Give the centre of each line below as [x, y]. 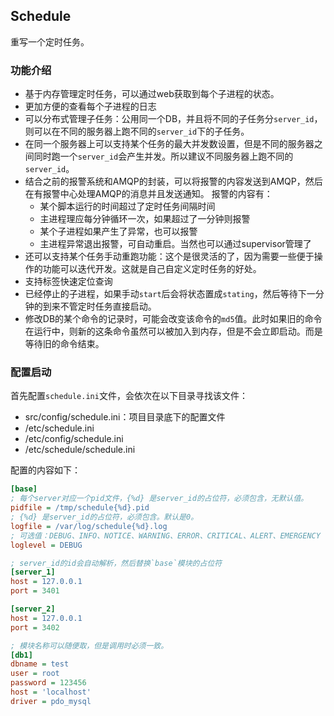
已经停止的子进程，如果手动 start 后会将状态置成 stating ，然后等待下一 [170, 294]
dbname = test [40, 664]
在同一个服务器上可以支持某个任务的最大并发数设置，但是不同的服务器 [169, 144]
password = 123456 [48, 683]
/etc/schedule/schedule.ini [80, 450]
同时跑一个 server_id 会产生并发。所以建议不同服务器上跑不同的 [163, 156]
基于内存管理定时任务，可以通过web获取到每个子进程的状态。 [152, 94]
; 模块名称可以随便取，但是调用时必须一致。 [89, 645]
